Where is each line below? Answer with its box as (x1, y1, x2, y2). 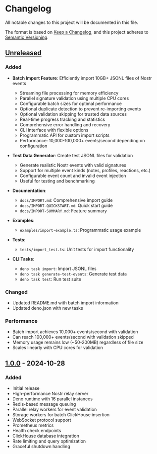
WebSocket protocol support (12, 417, 71, 423)
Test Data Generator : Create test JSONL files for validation (12, 152, 133, 158)
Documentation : (12, 187, 47, 193)
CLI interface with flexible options (19, 127, 89, 133)
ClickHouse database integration (12, 433, 79, 439)
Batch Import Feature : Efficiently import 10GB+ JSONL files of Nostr (12, 75, 152, 81)
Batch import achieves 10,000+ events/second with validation (12, 329, 138, 335)
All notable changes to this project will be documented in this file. (5, 19, 139, 25)
